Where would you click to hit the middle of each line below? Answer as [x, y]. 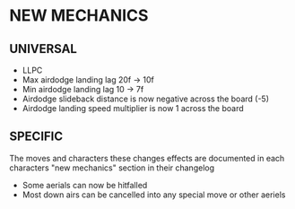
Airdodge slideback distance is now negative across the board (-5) [146, 99]
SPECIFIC [36, 137]
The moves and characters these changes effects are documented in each [147, 158]
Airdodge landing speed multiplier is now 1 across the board [133, 108]
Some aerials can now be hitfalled [85, 185]
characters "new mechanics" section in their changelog [112, 168]
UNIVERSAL [43, 49]
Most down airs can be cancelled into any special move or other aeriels [154, 195]
